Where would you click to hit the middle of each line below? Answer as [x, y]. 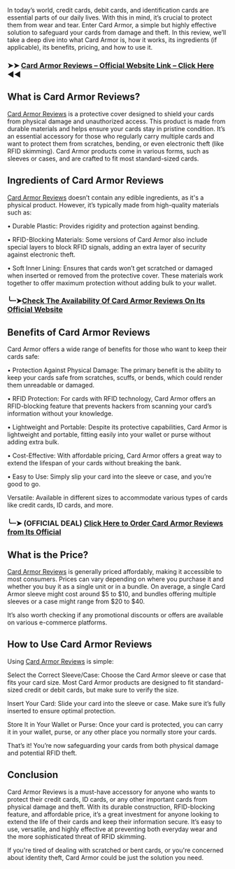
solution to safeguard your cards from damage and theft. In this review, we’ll [117, 32]
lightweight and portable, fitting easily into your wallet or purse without [109, 434]
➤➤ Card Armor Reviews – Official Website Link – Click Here [111, 65]
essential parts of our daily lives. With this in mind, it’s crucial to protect [110, 18]
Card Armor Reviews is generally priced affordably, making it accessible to [115, 572]
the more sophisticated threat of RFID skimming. [77, 836]
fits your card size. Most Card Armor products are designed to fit [100, 682]
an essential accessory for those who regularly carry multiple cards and [111, 136]
